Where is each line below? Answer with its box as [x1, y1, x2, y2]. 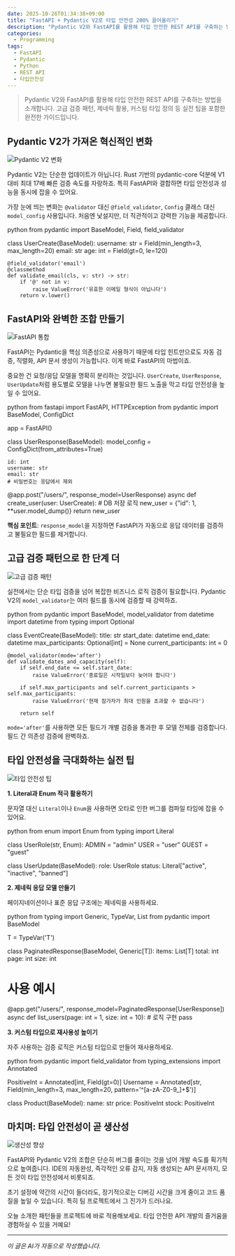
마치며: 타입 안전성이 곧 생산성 [7, 1121, 129, 1133]
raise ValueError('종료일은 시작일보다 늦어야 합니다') [32, 671, 177, 678]
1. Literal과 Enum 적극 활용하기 [7, 789, 93, 798]
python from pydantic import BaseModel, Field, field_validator [7, 226, 185, 234]
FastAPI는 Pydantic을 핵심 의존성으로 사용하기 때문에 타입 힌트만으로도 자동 [7, 348, 215, 356]
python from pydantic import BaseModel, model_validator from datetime [7, 610, 215, 618]
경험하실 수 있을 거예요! [7, 1220, 71, 1229]
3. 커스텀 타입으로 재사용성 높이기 [7, 1028, 98, 1036]
